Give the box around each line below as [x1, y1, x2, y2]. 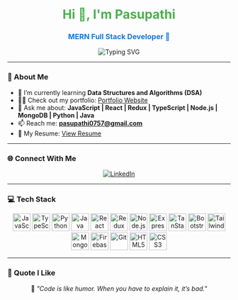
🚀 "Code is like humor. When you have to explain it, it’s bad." [30, 284, 208, 293]
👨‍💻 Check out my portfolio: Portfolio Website [17, 96, 148, 104]
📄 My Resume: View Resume [17, 129, 101, 138]
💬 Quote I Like [7, 268, 56, 278]
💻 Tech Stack [7, 194, 57, 204]
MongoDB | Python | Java [17, 111, 94, 119]
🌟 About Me [7, 72, 49, 82]
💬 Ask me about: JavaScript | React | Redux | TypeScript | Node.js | [17, 103, 218, 112]
